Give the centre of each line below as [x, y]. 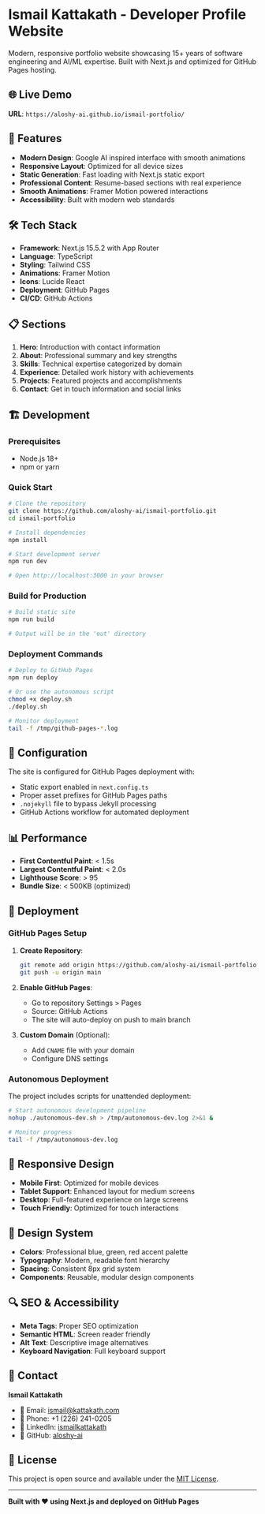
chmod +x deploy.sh [40, 700]
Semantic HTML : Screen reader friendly [85, 1334]
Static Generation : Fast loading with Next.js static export [112, 174]
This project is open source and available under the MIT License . [114, 1479]
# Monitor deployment [44, 721]
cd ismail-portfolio [42, 518]
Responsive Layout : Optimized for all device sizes [101, 166]
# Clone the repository [47, 504]
